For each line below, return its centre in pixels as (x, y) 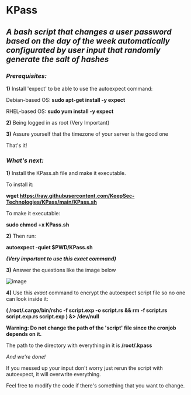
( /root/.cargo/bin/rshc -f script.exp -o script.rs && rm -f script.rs (87, 310)
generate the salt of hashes (58, 59)
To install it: (20, 184)
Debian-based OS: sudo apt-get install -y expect (66, 99)
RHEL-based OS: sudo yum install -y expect (60, 111)
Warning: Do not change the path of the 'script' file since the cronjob (91, 328)
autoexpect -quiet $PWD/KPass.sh (49, 248)
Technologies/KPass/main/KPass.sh (52, 202)
